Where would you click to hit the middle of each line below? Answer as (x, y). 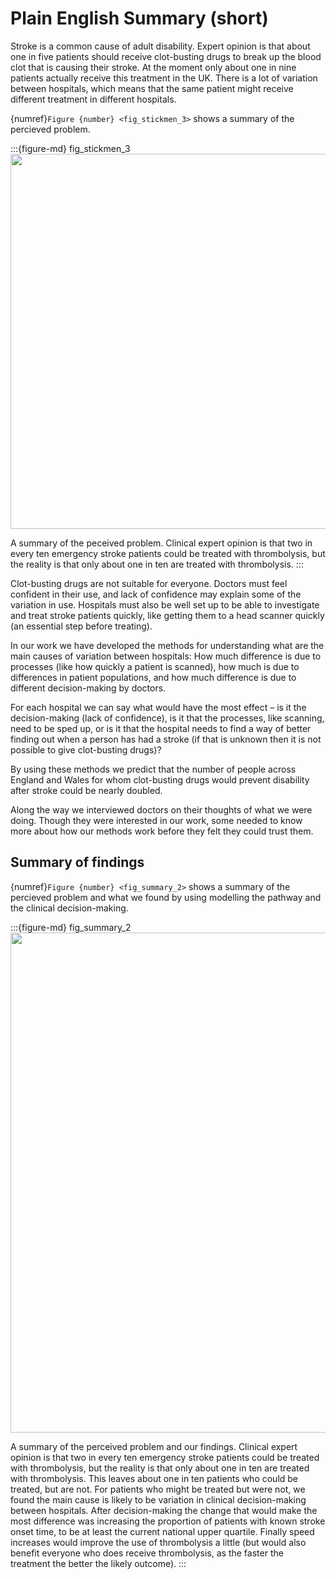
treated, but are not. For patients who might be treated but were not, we (158, 1489)
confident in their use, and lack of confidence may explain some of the (156, 594)
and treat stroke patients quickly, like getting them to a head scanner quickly (167, 615)
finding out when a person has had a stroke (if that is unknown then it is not (166, 739)
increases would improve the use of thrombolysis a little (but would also (158, 1542)
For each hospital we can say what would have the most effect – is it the (158, 707)
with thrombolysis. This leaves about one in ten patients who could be (154, 1478)
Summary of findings (77, 862)
